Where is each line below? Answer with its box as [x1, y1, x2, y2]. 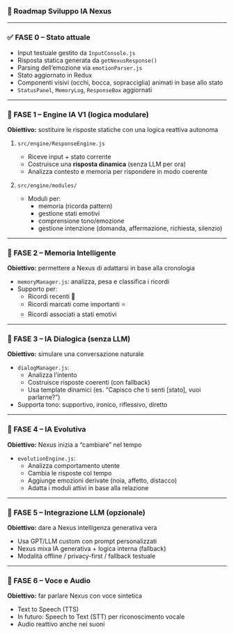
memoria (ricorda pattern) [38, 202, 113, 210]
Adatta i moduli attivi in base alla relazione [27, 483, 149, 492]
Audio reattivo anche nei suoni [17, 620, 105, 628]
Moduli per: [27, 194, 61, 202]
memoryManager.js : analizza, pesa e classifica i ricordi [17, 277, 169, 286]
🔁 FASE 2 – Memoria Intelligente [7, 248, 116, 258]
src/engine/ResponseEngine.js [17, 140, 106, 147]
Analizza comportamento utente [27, 461, 120, 470]
